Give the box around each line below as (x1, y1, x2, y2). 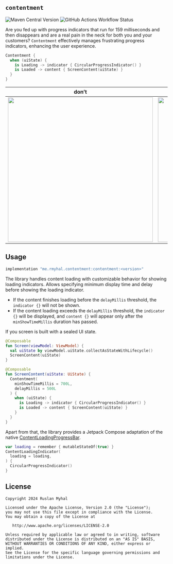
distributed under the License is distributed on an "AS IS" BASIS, (5, 536, 155, 542)
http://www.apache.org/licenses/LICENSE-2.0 (12, 523, 110, 528)
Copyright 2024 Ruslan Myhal (5, 496, 68, 501)
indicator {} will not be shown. (12, 302, 81, 308)
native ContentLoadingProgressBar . (5, 434, 81, 440)
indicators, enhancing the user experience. (5, 43, 96, 49)
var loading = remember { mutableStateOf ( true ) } (5, 444, 114, 449)
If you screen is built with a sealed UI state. (5, 328, 97, 334)
